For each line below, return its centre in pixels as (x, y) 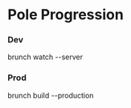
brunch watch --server (45, 57)
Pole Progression (65, 15)
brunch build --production (51, 95)
